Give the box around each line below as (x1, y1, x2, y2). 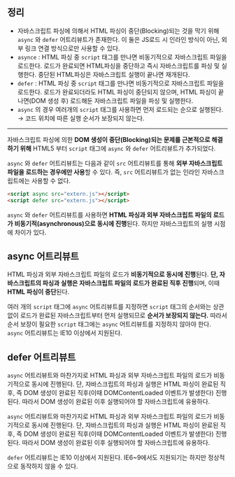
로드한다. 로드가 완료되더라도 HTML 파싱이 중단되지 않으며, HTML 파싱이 (17, 87, 217, 96)
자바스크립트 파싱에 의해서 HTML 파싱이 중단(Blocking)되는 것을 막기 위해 (17, 27, 220, 35)
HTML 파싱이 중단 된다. (7, 287, 70, 296)
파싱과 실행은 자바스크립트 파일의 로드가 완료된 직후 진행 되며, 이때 (42, 279, 220, 287)
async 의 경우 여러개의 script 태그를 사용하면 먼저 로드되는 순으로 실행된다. (17, 105, 224, 113)
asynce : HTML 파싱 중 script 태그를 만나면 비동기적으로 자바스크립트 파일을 (17, 52, 227, 61)
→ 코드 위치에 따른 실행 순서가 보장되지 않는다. (17, 114, 145, 122)
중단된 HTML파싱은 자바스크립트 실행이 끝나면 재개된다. (38, 70, 190, 78)
